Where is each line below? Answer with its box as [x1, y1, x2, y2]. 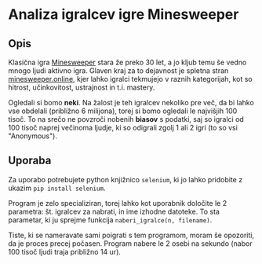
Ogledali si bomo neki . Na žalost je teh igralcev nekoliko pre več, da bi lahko [8, 98, 255, 107]
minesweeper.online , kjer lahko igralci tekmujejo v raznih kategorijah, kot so [8, 75, 253, 83]
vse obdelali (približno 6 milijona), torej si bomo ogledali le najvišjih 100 [8, 106, 238, 115]
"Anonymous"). [8, 131, 57, 141]
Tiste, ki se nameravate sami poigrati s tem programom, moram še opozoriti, [8, 230, 255, 240]
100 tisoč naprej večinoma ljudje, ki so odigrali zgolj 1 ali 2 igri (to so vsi [8, 123, 238, 132]
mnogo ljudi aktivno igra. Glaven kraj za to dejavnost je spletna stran [8, 66, 229, 75]
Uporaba [8, 154, 52, 167]
